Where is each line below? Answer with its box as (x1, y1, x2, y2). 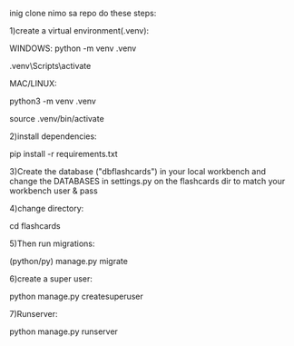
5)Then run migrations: (9, 238, 95, 249)
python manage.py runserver (9, 326, 118, 337)
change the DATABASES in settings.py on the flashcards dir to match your (9, 176, 286, 186)
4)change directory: (9, 203, 84, 213)
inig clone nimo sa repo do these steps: (9, 8, 157, 18)
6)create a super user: (9, 273, 93, 284)
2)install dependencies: (9, 131, 97, 142)
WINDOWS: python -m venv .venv (9, 43, 137, 54)
